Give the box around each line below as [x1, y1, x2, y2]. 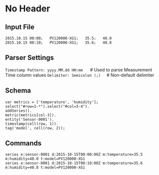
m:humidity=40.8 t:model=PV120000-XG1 [5, 165, 85, 170]
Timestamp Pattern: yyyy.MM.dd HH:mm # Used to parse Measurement [5, 66, 153, 72]
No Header [5, 3, 51, 14]
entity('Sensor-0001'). [5, 117, 54, 122]
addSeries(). [5, 108, 32, 113]
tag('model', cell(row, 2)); [5, 125, 65, 130]
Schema [5, 86, 31, 95]
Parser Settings [5, 54, 54, 62]
